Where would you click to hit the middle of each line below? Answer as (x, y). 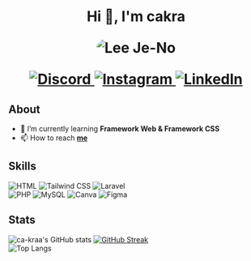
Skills (22, 167)
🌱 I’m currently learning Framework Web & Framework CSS (120, 128)
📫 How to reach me (54, 138)
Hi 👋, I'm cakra (136, 17)
